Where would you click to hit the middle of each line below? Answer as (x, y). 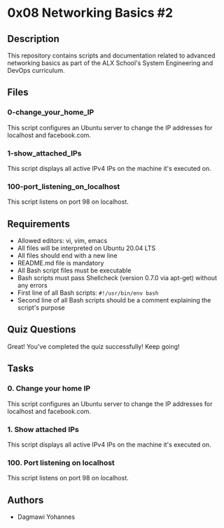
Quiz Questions (42, 329)
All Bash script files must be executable (74, 270)
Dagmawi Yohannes (46, 517)
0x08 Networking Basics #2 (90, 13)
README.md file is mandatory (61, 263)
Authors (26, 500)
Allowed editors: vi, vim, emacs (62, 241)
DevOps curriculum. (36, 70)
